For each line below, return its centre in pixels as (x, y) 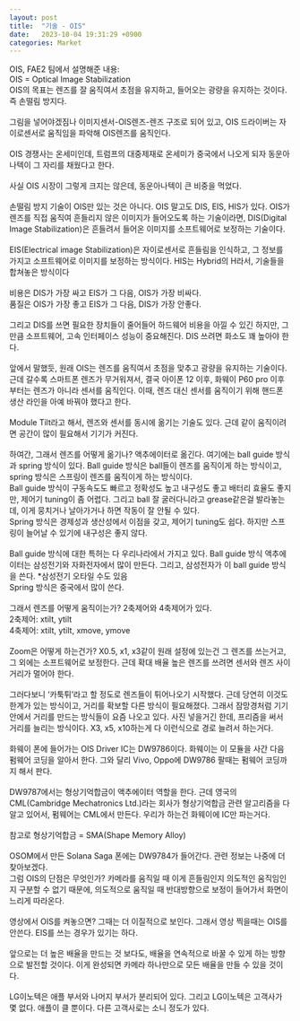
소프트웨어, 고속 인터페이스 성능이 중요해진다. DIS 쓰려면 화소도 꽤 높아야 (153, 336)
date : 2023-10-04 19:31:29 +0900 (76, 34)
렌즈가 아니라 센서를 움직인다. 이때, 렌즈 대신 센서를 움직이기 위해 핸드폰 (158, 390)
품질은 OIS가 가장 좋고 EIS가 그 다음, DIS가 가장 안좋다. (105, 304)
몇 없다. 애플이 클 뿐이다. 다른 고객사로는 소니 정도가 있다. (109, 1008)
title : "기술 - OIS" (48, 26)
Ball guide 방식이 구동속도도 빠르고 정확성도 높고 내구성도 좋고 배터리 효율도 (142, 488)
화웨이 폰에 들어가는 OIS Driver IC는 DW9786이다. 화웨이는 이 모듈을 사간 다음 (147, 749)
